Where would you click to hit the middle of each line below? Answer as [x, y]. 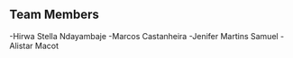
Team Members [54, 15]
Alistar [21, 46]
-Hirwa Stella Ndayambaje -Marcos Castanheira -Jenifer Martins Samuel [144, 36]
